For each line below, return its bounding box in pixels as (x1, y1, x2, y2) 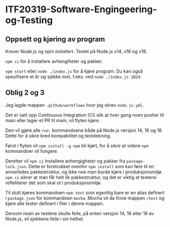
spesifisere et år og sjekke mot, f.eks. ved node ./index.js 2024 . (5, 74, 142, 80)
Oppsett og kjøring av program (5, 35, 105, 43)
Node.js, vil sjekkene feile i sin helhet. (5, 216, 84, 222)
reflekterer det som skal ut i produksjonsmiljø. (5, 179, 102, 186)
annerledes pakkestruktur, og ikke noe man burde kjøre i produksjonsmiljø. (5, 169, 163, 175)
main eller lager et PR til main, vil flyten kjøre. (5, 117, 100, 123)
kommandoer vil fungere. (5, 148, 59, 154)
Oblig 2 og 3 (5, 88, 45, 97)
